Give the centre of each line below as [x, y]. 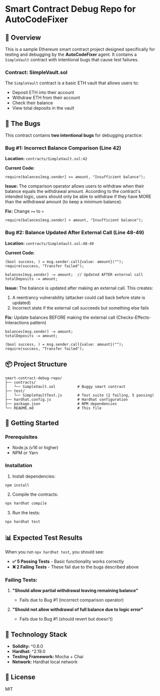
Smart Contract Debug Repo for [70, 9]
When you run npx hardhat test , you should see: [55, 552]
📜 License [20, 677]
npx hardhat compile [26, 504]
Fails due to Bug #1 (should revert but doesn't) [66, 619]
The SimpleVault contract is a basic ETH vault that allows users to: [72, 83]
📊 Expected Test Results [44, 538]
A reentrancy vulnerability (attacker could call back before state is [79, 297]
